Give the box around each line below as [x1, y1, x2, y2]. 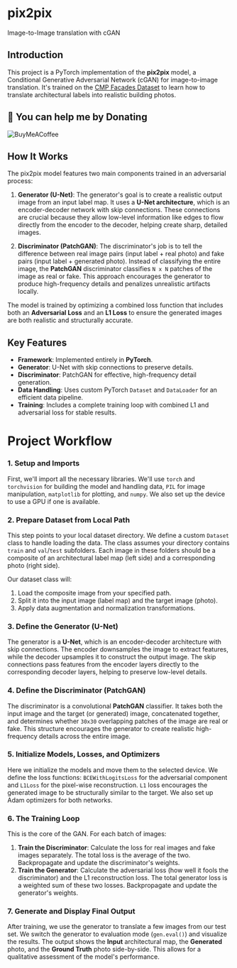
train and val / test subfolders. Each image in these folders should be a [7, 546, 216, 554]
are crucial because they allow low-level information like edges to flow [17, 213, 224, 221]
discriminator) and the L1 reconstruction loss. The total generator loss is [17, 874, 228, 882]
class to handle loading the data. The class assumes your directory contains [7, 538, 230, 547]
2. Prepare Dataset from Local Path [7, 515, 130, 524]
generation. [17, 378, 52, 387]
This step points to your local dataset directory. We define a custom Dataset [7, 531, 229, 539]
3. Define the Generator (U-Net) [7, 621, 118, 631]
